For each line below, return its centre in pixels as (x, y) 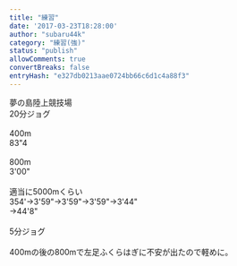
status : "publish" (43, 51)
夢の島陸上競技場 (41, 102)
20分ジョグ (30, 114)
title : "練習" (34, 17)
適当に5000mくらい (46, 191)
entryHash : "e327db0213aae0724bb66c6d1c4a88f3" (100, 76)
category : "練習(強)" (47, 43)
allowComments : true (48, 59)
